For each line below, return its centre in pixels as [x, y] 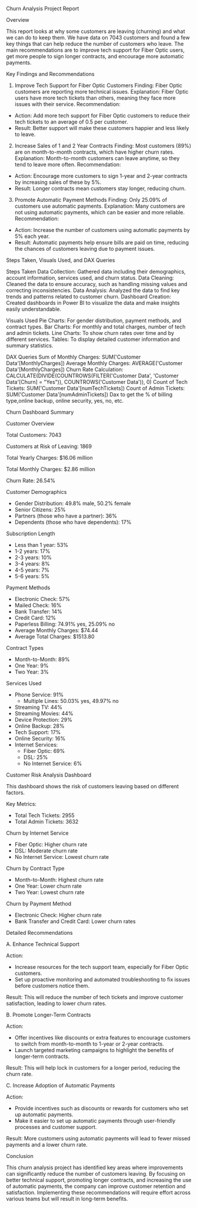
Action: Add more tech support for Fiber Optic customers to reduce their [102, 115]
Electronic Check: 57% [42, 599]
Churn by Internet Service [37, 833]
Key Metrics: [21, 804]
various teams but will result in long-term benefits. [67, 1199]
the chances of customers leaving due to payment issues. [85, 249]
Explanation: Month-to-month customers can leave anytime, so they [97, 158]
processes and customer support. [56, 1127]
